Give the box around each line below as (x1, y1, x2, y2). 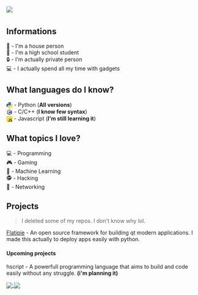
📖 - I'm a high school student (6, 49, 79, 56)
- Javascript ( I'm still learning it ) (13, 115, 97, 122)
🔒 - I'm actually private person (6, 56, 82, 63)
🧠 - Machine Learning (6, 167, 61, 175)
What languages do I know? (6, 85, 114, 95)
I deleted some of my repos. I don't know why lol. (21, 217, 145, 224)
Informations (6, 26, 57, 37)
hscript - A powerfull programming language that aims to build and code (6, 263, 188, 271)
